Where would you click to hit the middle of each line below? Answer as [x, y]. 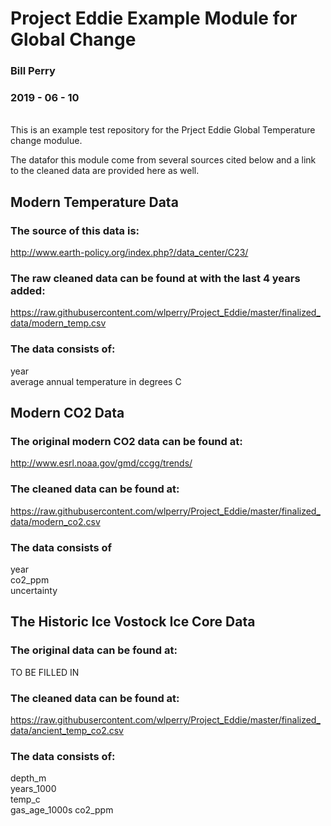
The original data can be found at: [94, 650]
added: [28, 291]
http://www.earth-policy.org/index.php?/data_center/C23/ [129, 253]
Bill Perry [33, 71]
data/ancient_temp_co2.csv [67, 730]
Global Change [73, 39]
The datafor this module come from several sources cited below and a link [163, 160]
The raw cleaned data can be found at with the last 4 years [155, 279]
